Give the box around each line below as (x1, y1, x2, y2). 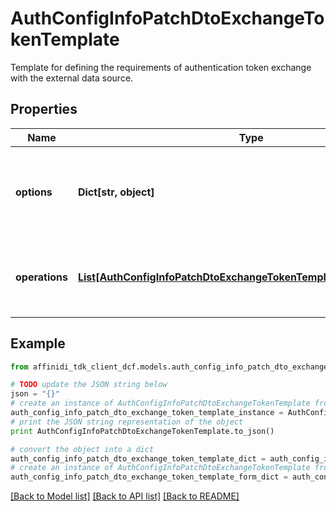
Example (10, 335, 66, 352)
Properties (10, 101, 78, 118)
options (15, 185, 53, 199)
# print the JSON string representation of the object (10, 417, 244, 427)
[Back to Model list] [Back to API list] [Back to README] (10, 490, 240, 502)
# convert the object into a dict (10, 444, 155, 454)
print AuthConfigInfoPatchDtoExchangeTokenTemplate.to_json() (10, 426, 275, 436)
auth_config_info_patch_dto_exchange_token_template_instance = (10, 408, 284, 418)
